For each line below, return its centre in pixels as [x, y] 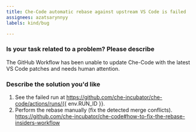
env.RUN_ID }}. [87, 103]
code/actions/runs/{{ [41, 103]
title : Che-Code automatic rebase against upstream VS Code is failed [96, 12]
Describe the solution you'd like [53, 84]
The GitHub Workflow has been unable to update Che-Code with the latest [98, 62]
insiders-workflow [37, 122]
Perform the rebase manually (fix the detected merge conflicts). [94, 110]
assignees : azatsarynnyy [37, 17]
